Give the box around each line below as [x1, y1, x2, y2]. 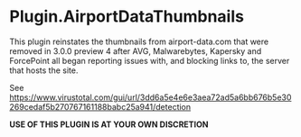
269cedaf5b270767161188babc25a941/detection [9, 101, 192, 112]
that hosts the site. [9, 65, 79, 76]
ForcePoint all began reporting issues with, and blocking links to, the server [9, 55, 290, 66]
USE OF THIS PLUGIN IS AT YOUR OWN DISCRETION [9, 119, 209, 130]
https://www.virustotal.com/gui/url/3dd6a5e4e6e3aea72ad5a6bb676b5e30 [9, 92, 292, 103]
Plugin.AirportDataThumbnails [9, 6, 244, 27]
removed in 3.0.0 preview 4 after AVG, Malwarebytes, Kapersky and [9, 45, 262, 56]
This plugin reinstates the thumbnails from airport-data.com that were [9, 36, 269, 47]
